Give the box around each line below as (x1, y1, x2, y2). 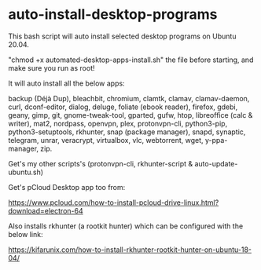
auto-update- (194, 159, 238, 168)
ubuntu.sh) (8, 167, 44, 177)
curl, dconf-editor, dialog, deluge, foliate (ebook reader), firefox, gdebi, (8, 102, 238, 111)
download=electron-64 (8, 206, 84, 215)
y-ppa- (204, 135, 228, 144)
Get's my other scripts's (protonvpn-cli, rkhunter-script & (8, 159, 193, 168)
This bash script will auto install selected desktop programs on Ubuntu (8, 31, 237, 41)
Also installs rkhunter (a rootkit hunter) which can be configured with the (8, 221, 244, 231)
